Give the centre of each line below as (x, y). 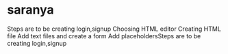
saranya (31, 10)
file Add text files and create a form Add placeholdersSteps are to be (104, 36)
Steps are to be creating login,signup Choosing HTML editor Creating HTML (114, 29)
